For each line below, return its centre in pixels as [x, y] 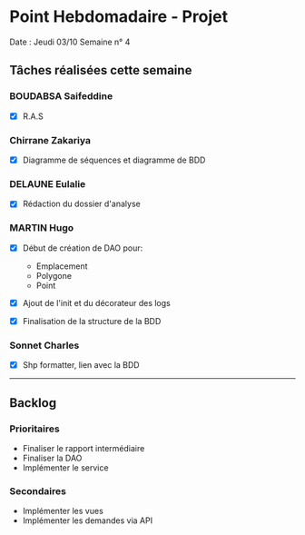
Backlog [33, 403]
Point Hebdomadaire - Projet [119, 17]
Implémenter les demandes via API [87, 520]
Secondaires [38, 490]
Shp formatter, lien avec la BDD [81, 365]
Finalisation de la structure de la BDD [92, 321]
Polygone [54, 275]
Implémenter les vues [63, 511]
